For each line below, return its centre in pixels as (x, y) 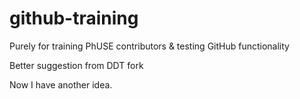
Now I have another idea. (61, 84)
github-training (74, 18)
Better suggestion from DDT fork (76, 65)
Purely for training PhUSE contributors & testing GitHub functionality (149, 46)
